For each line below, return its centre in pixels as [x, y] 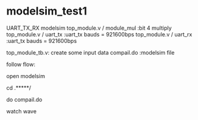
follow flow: [21, 64]
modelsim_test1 [47, 11]
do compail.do [24, 99]
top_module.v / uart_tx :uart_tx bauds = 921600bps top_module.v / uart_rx [99, 34]
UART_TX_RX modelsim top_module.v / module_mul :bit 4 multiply [89, 28]
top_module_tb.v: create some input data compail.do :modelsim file [90, 52]
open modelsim [26, 76]
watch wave [21, 111]
